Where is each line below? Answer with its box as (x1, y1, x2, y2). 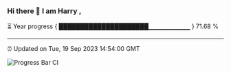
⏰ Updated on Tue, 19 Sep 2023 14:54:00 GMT (7, 45, 140, 53)
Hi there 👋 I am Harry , (7, 6, 82, 16)
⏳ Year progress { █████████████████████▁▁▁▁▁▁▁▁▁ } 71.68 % (7, 22, 219, 30)
